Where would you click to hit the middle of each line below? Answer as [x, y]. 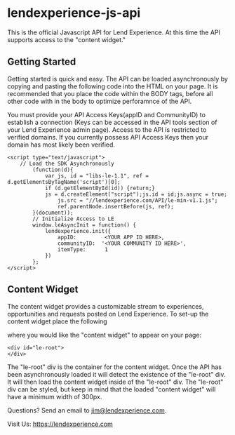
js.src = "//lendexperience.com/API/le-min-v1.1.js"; [137, 200]
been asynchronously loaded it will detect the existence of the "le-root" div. [116, 374]
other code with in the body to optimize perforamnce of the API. [100, 101]
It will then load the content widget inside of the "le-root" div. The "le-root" [115, 382]
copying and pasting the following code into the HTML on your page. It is [113, 86]
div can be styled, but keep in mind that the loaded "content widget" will [112, 389]
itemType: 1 [83, 249]
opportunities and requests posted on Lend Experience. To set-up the [108, 314]
